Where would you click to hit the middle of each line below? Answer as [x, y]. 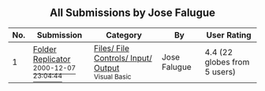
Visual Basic [112, 76]
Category [124, 35]
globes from [227, 62]
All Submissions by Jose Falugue [132, 13]
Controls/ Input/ [123, 58]
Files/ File [112, 48]
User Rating [229, 35]
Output [106, 67]
